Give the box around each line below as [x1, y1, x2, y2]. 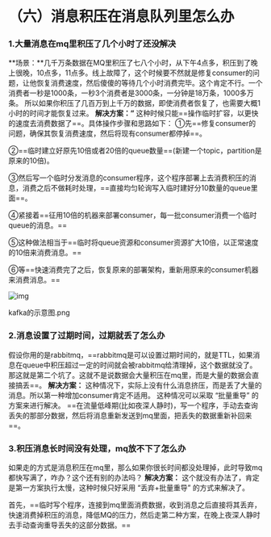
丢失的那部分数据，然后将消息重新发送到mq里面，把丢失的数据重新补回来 [8, 410, 252, 420]
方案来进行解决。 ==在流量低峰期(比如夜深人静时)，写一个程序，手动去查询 [8, 401, 258, 410]
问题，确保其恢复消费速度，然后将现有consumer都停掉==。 [8, 128, 207, 138]
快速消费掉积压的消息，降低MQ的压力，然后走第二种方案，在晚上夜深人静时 [8, 510, 261, 520]
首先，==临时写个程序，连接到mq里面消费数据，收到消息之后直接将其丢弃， [8, 500, 262, 510]
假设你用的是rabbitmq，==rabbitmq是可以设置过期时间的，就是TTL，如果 [8, 350, 253, 359]
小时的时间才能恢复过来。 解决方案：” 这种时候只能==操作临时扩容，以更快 [8, 108, 259, 118]
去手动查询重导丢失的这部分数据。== [8, 520, 131, 530]
